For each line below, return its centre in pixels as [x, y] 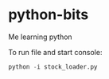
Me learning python [41, 37]
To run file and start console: [55, 52]
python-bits [49, 15]
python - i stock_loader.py [53, 67]
